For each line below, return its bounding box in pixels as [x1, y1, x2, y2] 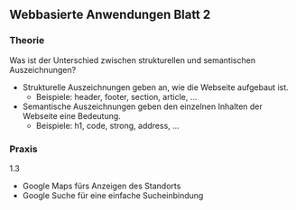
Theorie [9, 34, 45, 47]
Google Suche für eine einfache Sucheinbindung [22, 189, 204, 201]
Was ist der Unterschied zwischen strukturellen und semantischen [9, 54, 255, 66]
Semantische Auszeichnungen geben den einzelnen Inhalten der [22, 101, 264, 112]
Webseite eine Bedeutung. [22, 110, 122, 121]
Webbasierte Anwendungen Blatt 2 [9, 7, 211, 23]
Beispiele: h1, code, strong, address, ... [35, 120, 180, 131]
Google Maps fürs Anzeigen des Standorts [22, 180, 181, 191]
